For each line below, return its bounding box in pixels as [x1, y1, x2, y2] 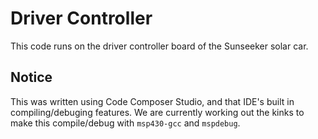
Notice [10, 69, 53, 86]
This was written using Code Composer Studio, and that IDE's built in [10, 95, 295, 107]
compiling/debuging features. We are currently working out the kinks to [10, 106, 305, 118]
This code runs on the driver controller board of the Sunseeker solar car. [10, 40, 309, 52]
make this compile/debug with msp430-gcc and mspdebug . [10, 117, 241, 129]
